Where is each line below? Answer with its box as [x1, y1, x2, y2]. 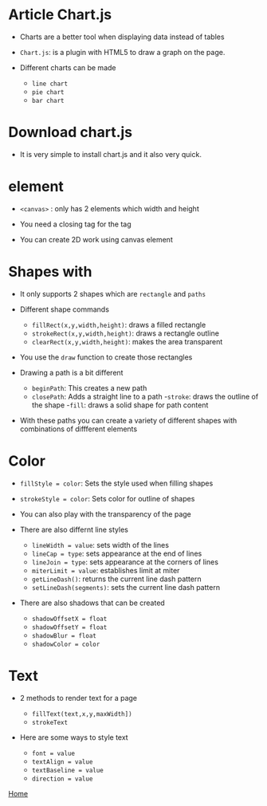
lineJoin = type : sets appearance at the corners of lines [31, 556, 219, 567]
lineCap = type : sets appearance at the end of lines [31, 548, 202, 558]
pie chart [31, 88, 65, 96]
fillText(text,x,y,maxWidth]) [31, 710, 133, 718]
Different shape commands [19, 305, 110, 314]
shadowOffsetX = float [31, 615, 108, 623]
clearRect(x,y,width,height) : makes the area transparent [31, 336, 223, 346]
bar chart [31, 96, 65, 104]
